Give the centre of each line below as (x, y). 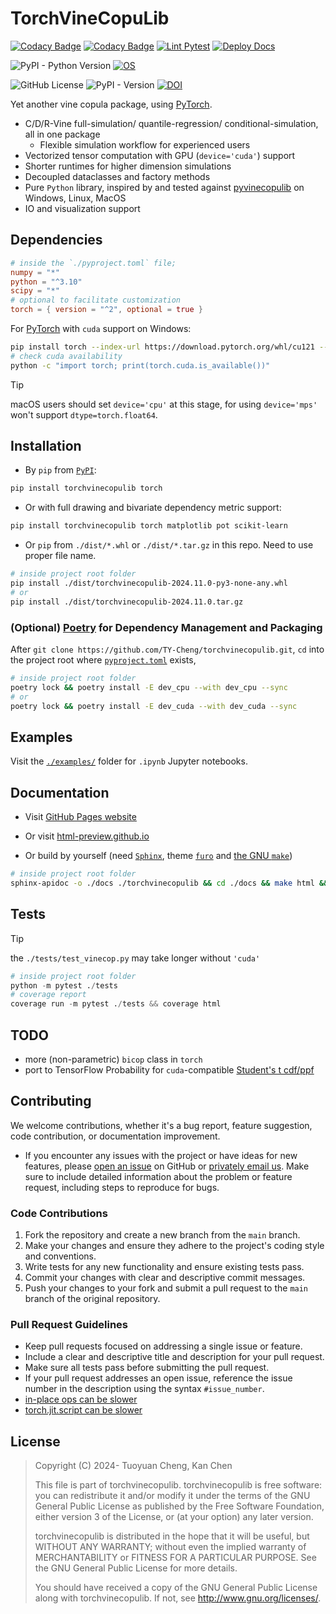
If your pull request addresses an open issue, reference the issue (158, 1378)
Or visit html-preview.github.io (87, 836)
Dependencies (56, 240)
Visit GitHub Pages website (80, 817)
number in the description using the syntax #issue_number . (144, 1389)
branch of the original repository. (92, 1299)
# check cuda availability (66, 356)
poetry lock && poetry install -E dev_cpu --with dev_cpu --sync (149, 687)
